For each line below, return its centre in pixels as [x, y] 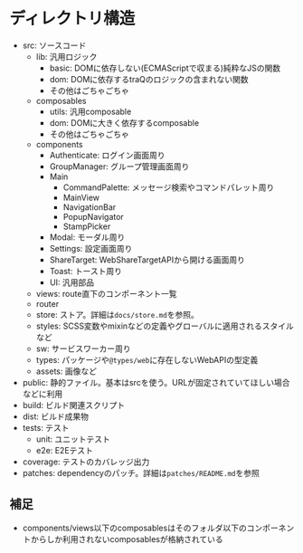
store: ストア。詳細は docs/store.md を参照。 [117, 314]
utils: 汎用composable [90, 111]
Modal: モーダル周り [87, 237]
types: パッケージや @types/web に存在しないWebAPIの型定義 [147, 359]
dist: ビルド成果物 [55, 416]
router [47, 303]
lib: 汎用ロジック [66, 56]
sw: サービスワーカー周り [83, 348]
